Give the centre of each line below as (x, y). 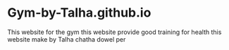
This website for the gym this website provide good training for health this (114, 32)
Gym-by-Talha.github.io (79, 13)
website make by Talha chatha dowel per (67, 39)
